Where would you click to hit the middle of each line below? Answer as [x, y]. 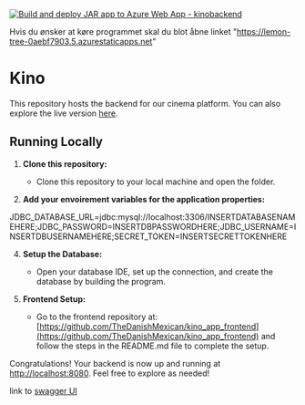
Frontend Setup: [54, 299]
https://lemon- [264, 31]
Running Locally [56, 142]
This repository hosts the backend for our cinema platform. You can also [145, 103]
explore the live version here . [64, 113]
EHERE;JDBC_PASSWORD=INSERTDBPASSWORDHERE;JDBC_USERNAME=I [153, 226]
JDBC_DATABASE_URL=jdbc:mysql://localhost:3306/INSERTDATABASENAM [152, 217]
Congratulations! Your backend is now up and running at [115, 363]
